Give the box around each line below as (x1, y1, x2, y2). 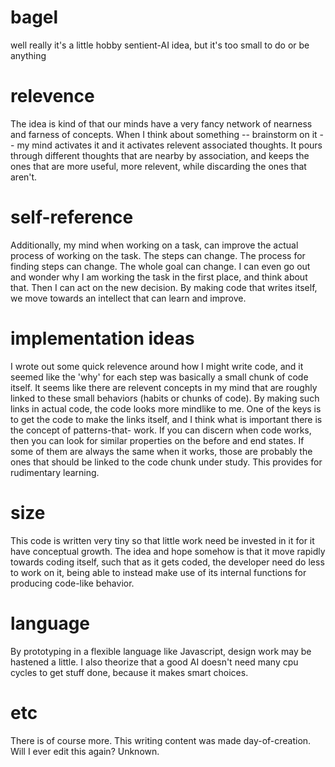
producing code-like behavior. (10, 577, 135, 589)
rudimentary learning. (10, 466, 100, 478)
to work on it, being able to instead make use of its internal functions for (10, 566, 307, 578)
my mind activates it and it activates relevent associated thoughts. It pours (16, 139, 323, 151)
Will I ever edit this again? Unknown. (10, 745, 160, 757)
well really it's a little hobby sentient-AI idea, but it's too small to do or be (10, 39, 310, 51)
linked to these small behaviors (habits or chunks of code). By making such (10, 392, 320, 404)
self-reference (10, 206, 134, 229)
